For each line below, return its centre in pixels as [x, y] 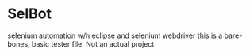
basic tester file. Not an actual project [93, 43]
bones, [19, 43]
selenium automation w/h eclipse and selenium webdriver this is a [115, 35]
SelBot [30, 14]
